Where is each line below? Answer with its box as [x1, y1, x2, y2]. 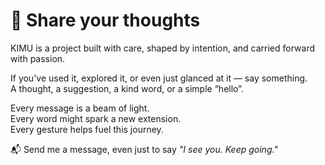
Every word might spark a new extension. [10, 112, 182, 124]
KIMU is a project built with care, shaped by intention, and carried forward [10, 42, 316, 54]
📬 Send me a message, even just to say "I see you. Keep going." [10, 143, 278, 155]
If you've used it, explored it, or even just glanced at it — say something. [10, 72, 308, 84]
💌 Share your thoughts [10, 9, 201, 32]
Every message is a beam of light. [10, 102, 150, 114]
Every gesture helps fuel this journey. [10, 123, 164, 135]
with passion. [10, 52, 66, 64]
